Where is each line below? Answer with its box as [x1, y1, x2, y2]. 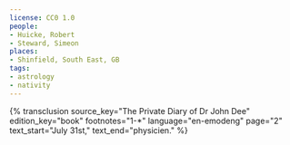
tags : [9, 64, 30, 73]
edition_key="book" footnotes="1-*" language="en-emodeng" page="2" [9, 115, 284, 126]
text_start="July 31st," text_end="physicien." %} [9, 124, 188, 136]
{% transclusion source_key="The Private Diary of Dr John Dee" [9, 105, 251, 116]
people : [9, 22, 39, 31]
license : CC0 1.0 [9, 13, 75, 23]
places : [9, 47, 39, 56]
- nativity [9, 81, 51, 90]
